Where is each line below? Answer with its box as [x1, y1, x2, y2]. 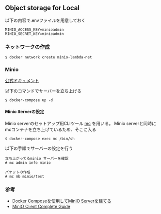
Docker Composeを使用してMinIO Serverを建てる [12, 198, 112, 204]
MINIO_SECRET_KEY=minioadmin [5, 31, 64, 36]
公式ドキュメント [5, 78, 39, 84]
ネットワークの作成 [5, 43, 50, 50]
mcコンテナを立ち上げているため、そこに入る [5, 126, 97, 132]
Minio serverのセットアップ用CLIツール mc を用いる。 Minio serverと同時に [5, 120, 157, 126]
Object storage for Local [5, 4, 80, 12]
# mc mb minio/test [5, 174, 45, 179]
